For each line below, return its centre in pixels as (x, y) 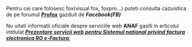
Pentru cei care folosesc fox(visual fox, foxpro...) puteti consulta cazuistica (96, 8)
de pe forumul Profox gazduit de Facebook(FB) (64, 15)
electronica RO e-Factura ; (38, 38)
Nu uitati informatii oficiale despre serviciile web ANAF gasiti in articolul (92, 26)
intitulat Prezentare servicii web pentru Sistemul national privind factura (96, 32)
